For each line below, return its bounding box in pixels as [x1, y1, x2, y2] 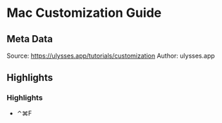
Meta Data [6, 33, 54, 45]
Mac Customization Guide [6, 5, 162, 21]
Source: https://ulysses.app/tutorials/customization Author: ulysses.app [6, 51, 216, 60]
